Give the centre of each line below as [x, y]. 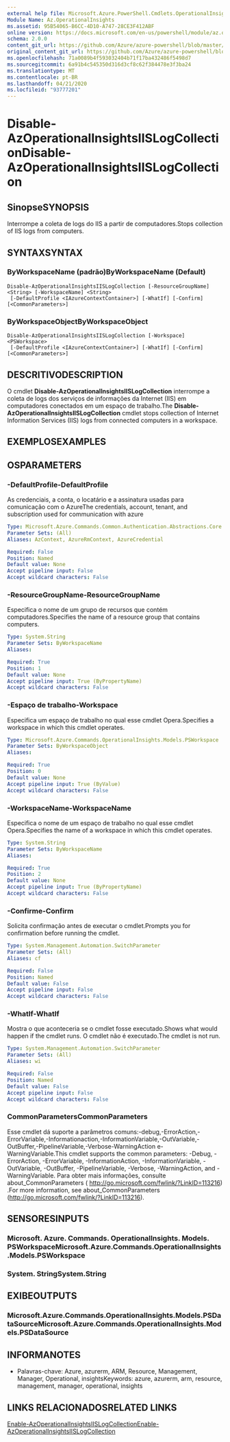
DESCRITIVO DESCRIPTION [65, 375]
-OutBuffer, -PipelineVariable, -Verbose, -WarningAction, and [129, 1168]
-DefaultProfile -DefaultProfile [57, 485]
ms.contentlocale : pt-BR [42, 77]
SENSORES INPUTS [48, 1219]
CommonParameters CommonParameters [78, 1116]
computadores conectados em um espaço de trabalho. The [90, 406]
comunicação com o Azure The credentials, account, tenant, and [98, 507]
